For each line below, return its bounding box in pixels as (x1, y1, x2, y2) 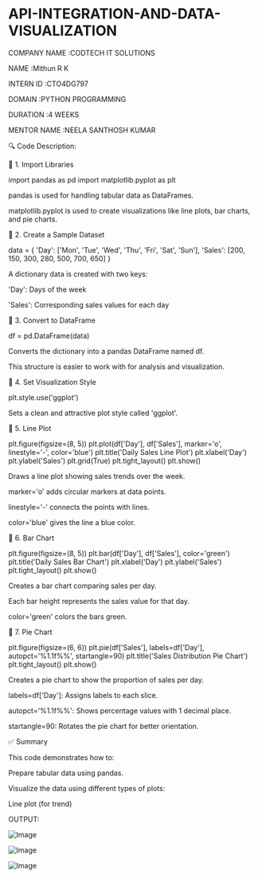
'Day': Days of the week (8, 284, 87, 294)
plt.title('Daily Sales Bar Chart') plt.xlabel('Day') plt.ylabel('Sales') (8, 557, 222, 566)
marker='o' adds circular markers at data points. (8, 487, 166, 496)
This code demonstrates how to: (8, 752, 115, 762)
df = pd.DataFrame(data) (8, 331, 90, 340)
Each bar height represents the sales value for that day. (8, 596, 190, 606)
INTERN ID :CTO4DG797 (8, 79, 89, 88)
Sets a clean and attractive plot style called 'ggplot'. (8, 408, 178, 417)
